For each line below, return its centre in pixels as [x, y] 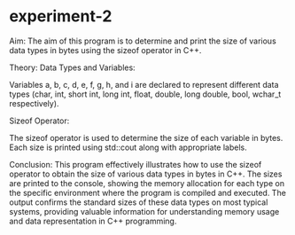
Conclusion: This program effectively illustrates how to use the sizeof [136, 164]
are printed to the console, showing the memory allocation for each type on [147, 183]
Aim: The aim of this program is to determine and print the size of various [143, 41]
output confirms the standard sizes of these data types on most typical [139, 202]
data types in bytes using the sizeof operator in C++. [105, 50]
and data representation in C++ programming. [93, 221]
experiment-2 [61, 16]
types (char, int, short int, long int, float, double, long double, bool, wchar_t [145, 94]
